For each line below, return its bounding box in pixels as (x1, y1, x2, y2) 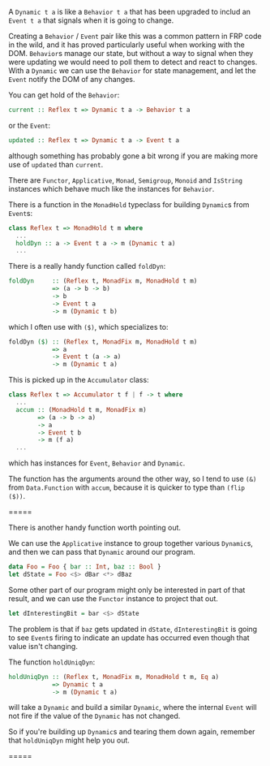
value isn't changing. (8, 641, 79, 651)
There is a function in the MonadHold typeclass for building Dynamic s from (8, 199, 250, 210)
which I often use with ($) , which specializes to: (8, 322, 169, 331)
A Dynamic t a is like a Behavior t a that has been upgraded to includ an (8, 7, 251, 16)
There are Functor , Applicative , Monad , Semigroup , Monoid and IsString (8, 175, 243, 185)
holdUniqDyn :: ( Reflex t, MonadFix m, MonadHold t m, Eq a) (8, 673, 220, 681)
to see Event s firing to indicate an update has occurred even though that (8, 633, 250, 643)
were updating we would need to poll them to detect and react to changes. (8, 57, 258, 67)
